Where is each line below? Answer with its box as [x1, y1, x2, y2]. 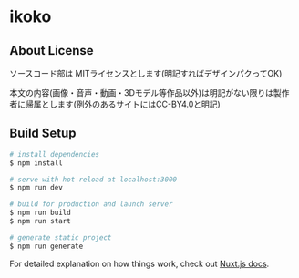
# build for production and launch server [9, 200, 173, 209]
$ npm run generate [9, 242, 84, 251]
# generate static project [9, 232, 112, 242]
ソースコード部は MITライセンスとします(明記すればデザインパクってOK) [9, 68, 283, 78]
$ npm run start [9, 217, 71, 226]
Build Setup [9, 126, 77, 141]
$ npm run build [9, 208, 71, 218]
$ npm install [9, 158, 64, 168]
